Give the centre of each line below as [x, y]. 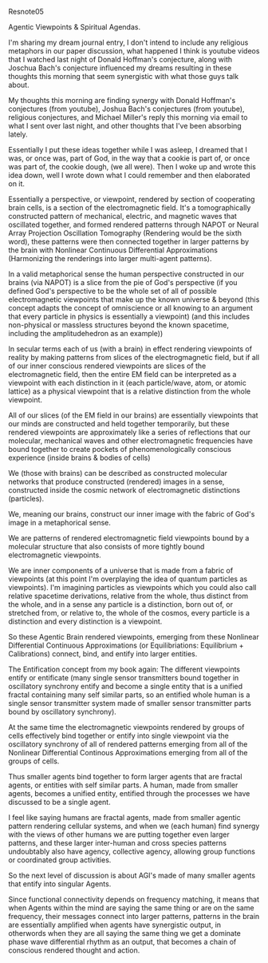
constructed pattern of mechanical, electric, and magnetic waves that [123, 216]
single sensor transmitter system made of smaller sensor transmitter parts [130, 703]
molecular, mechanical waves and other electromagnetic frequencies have [131, 441]
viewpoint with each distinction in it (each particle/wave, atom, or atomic [128, 383]
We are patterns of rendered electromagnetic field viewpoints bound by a [129, 538]
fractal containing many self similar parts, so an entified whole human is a [129, 695]
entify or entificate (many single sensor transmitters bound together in [124, 678]
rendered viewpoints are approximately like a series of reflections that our [130, 432]
